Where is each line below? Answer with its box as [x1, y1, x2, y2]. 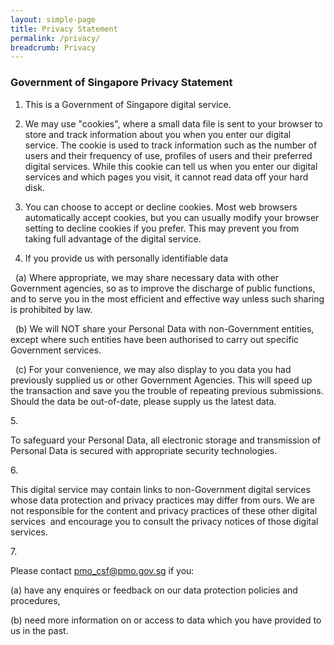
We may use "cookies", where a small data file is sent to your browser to [24, 117, 323, 130]
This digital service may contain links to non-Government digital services [10, 483, 311, 495]
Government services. [10, 344, 102, 356]
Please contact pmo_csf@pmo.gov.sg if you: [10, 564, 195, 576]
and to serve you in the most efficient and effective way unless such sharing [10, 292, 325, 305]
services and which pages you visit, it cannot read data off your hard [24, 171, 309, 183]
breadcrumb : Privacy [10, 42, 97, 53]
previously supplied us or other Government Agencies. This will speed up [10, 374, 313, 386]
